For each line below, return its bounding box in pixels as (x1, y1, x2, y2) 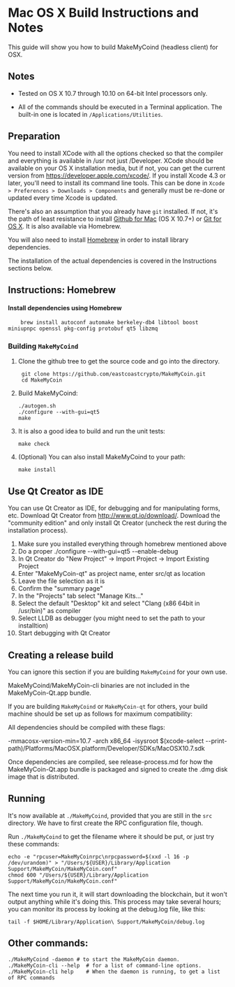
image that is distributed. (8, 772, 79, 781)
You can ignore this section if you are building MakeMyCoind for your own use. (8, 668, 228, 676)
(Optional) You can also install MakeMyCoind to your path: (17, 453, 185, 461)
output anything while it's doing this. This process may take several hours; (8, 897, 222, 906)
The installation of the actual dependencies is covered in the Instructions (8, 257, 217, 265)
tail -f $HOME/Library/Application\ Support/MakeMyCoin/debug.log (8, 918, 205, 925)
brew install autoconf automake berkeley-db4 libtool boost (20, 319, 199, 326)
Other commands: (8, 937, 89, 949)
